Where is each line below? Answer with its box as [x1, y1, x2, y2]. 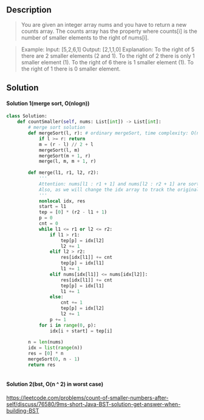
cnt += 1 [60, 300, 83, 306]
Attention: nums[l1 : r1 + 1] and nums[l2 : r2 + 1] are [38, 181, 186, 187]
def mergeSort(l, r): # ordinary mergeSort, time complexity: [28, 130, 189, 136]
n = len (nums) [28, 339, 64, 345]
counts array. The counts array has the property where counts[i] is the [21, 27, 197, 35]
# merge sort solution [28, 125, 86, 131]
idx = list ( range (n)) [28, 345, 83, 351]
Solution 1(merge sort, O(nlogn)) [6, 100, 90, 107]
